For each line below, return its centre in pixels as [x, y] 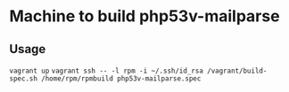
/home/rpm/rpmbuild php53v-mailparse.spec [121, 79]
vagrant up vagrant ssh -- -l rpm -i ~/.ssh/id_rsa [106, 71]
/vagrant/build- [237, 71]
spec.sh [24, 79]
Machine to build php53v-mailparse [144, 16]
